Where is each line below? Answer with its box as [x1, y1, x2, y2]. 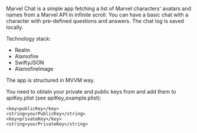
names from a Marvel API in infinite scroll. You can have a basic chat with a [6, 11, 189, 18]
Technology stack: [6, 35, 51, 42]
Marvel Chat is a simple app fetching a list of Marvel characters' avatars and [6, 5, 192, 12]
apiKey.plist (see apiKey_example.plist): [6, 94, 101, 101]
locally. [6, 24, 24, 31]
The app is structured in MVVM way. [6, 77, 95, 84]
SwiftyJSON [14, 59, 44, 66]
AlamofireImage [14, 65, 54, 72]
